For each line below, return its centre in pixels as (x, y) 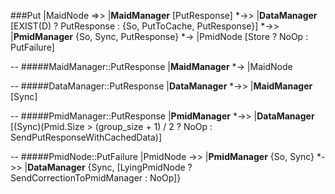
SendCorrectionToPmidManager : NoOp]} (96, 178)
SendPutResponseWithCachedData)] (86, 137)
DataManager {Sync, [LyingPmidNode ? (110, 167)
